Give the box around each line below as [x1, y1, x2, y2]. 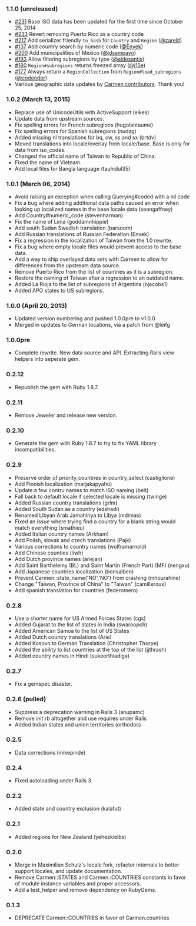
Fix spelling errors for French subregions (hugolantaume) [14, 121, 154, 128]
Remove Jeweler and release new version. [14, 411, 118, 419]
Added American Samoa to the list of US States [14, 627, 129, 634]
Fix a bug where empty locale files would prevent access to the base [14, 243, 182, 250]
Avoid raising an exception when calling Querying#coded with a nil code [14, 193, 190, 200]
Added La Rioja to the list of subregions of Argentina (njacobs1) [14, 280, 168, 287]
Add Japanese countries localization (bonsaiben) [14, 567, 134, 575]
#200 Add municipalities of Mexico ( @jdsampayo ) [14, 49, 137, 57]
